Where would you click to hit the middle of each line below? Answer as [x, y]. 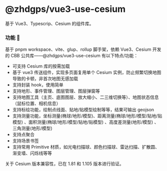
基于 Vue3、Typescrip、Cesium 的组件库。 [49, 23]
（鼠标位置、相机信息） [36, 103]
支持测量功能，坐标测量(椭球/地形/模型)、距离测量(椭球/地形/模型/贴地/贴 [87, 116]
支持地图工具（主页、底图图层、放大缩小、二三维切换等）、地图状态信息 [85, 97]
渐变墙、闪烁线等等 [32, 153]
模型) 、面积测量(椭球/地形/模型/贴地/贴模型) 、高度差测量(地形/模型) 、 [85, 122]
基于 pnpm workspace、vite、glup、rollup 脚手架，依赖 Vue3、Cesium [78, 49]
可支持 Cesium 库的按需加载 [41, 66]
